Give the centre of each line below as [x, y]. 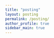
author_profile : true [27, 23]
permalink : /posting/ [27, 19]
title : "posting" [23, 10]
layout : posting [22, 14]
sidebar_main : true [25, 28]
